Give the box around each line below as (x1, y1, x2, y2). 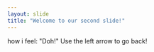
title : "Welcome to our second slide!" (7, 17, 126, 24)
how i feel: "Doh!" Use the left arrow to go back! (7, 36, 148, 45)
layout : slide (7, 10, 50, 18)
